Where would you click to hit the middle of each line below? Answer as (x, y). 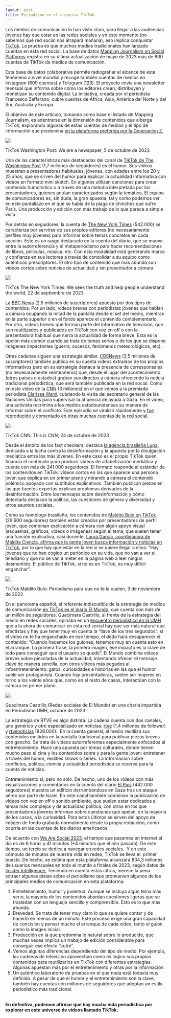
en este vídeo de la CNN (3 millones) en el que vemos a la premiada (77, 389)
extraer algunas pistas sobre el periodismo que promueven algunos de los (83, 876)
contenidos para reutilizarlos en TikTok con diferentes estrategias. (82, 962)
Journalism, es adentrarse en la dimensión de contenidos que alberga (79, 120)
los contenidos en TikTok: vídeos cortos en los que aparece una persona (82, 472)
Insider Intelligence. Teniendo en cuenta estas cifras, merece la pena (78, 870)
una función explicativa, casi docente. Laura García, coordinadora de (78, 536)
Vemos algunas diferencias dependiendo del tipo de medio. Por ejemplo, (89, 951)
